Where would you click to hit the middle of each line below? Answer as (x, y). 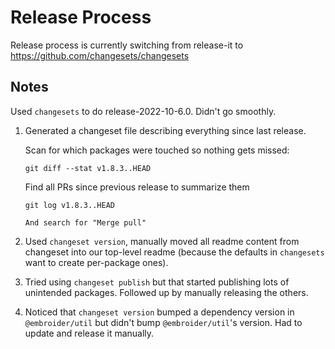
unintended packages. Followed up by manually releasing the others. (166, 292)
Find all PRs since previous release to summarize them (137, 187)
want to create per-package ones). (96, 262)
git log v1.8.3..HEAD (69, 205)
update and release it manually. (89, 333)
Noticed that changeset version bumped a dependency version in (159, 312)
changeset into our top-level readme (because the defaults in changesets (174, 252)
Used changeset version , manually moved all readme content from (162, 241)
